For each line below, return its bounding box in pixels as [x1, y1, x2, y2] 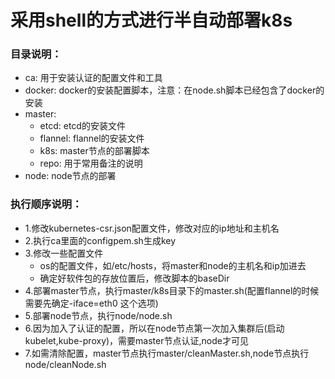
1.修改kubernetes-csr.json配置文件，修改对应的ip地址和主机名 [24, 222, 280, 234]
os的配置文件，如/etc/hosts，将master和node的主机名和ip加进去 [39, 259, 307, 271]
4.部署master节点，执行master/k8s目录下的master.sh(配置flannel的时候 [24, 284, 320, 296]
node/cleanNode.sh [24, 358, 107, 370]
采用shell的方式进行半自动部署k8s [10, 9, 293, 32]
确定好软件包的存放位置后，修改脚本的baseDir [39, 272, 230, 284]
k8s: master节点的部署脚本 [39, 145, 150, 157]
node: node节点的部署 [24, 170, 117, 182]
